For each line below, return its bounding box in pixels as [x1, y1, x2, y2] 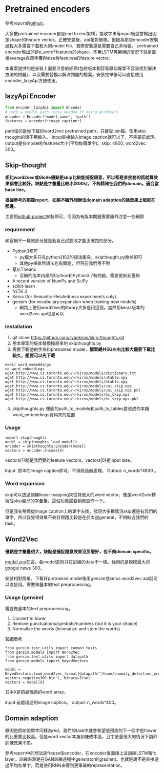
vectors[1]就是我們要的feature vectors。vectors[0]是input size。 [5, 457, 135, 463]
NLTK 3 [12, 288, 27, 294]
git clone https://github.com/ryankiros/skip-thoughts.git [12, 334, 124, 340]
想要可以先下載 [25, 352, 55, 358]
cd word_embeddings [5, 366, 45, 371]
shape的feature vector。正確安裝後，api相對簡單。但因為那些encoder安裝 [9, 37, 159, 43]
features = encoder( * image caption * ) [5, 119, 82, 124]
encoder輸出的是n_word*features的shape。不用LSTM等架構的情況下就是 [5, 49, 152, 55]
